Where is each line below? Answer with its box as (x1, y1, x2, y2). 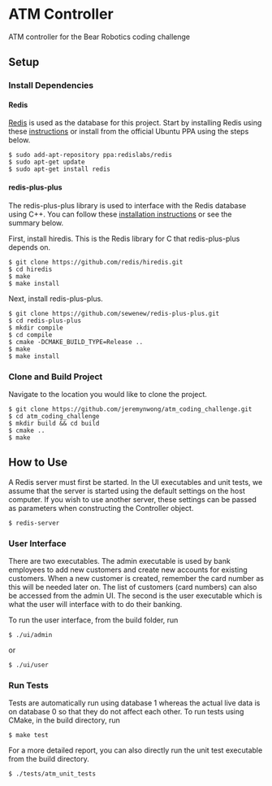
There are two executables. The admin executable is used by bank (8, 557, 231, 566)
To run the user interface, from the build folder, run (8, 615, 179, 625)
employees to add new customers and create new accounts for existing (8, 565, 248, 574)
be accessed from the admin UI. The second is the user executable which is (8, 591, 262, 600)
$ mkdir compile (8, 323, 63, 332)
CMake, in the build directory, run (8, 715, 120, 725)
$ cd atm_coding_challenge (8, 412, 100, 420)
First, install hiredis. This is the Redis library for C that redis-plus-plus (8, 234, 240, 243)
